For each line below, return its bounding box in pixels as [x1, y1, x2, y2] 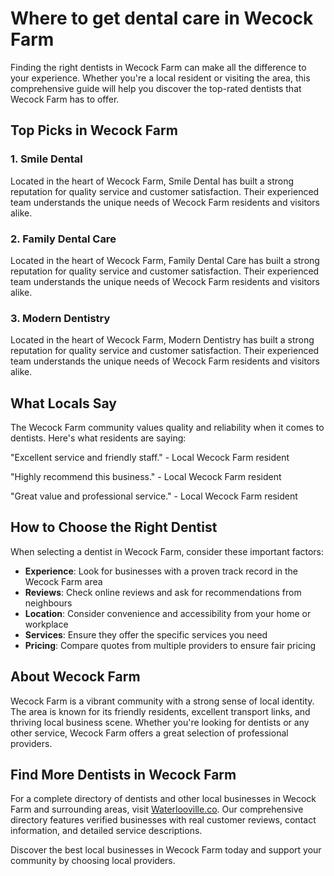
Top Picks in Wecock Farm [10, 122, 178, 139]
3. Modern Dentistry [10, 311, 111, 325]
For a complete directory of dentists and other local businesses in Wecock [10, 793, 317, 805]
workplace [24, 618, 69, 630]
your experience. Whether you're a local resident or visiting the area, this [10, 72, 311, 84]
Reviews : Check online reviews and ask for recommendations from [24, 586, 302, 598]
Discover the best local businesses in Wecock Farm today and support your [10, 844, 322, 856]
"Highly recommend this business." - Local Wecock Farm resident [10, 471, 282, 483]
